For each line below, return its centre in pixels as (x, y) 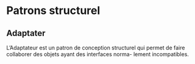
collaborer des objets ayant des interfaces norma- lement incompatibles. (97, 54)
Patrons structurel (53, 11)
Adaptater (26, 33)
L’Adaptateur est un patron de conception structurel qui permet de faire (96, 48)
